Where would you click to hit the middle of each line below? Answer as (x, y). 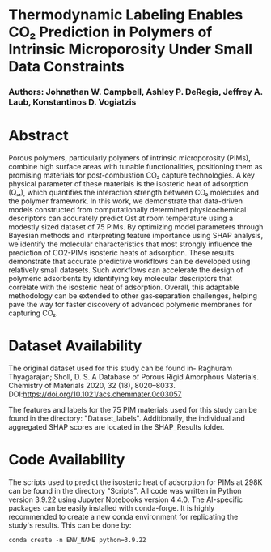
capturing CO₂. (33, 313)
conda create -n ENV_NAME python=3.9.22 (78, 540)
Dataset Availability (75, 346)
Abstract (38, 136)
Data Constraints (67, 67)
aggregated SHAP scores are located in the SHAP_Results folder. (116, 426)
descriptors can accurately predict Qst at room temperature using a (121, 218)
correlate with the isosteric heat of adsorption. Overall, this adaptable (124, 287)
